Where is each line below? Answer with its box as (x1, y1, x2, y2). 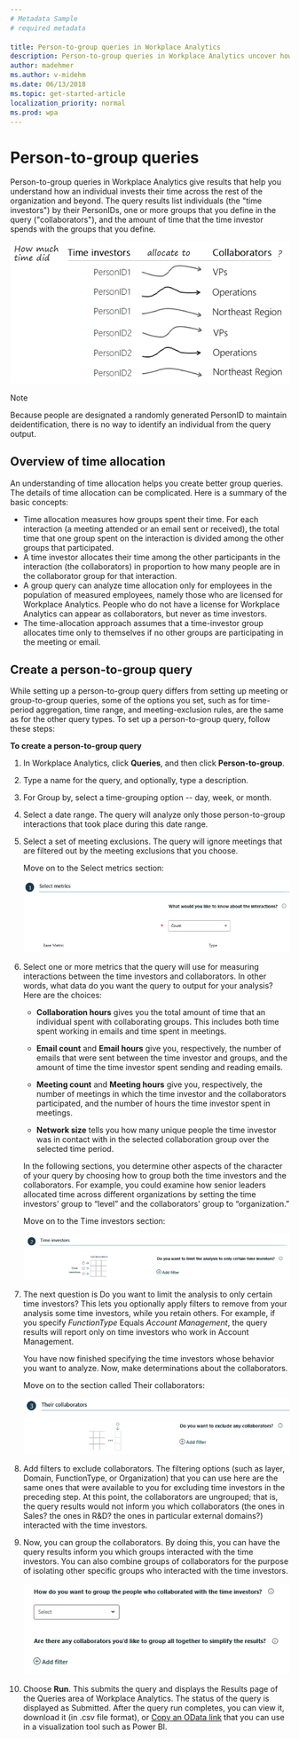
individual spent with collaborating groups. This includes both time (35, 1016, 279, 1027)
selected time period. (35, 1143, 114, 1154)
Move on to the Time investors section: (22, 1215, 166, 1226)
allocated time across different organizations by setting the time (22, 1188, 256, 1199)
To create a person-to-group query (10, 741, 143, 751)
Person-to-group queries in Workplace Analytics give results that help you (10, 177, 282, 187)
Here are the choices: (22, 989, 103, 1000)
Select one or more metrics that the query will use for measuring (22, 961, 260, 972)
